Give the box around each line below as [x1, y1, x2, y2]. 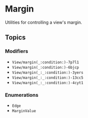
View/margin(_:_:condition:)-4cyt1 [12, 80, 84, 85]
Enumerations [5, 91, 38, 98]
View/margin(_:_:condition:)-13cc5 [12, 75, 84, 80]
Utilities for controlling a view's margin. [5, 19, 83, 25]
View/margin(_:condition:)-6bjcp [12, 65, 79, 70]
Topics [5, 33, 26, 42]
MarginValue [12, 108, 36, 113]
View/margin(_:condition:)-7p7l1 [12, 59, 79, 65]
